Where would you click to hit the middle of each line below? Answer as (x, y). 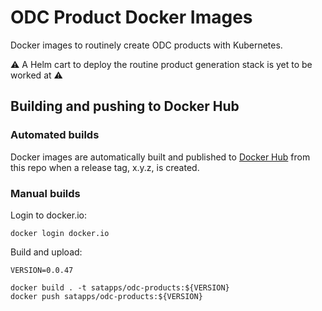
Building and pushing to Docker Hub (125, 106)
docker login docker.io (60, 233)
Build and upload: (46, 252)
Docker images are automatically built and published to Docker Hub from (160, 157)
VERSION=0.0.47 (42, 270)
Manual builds (45, 193)
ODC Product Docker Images (131, 17)
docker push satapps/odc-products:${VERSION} (106, 296)
